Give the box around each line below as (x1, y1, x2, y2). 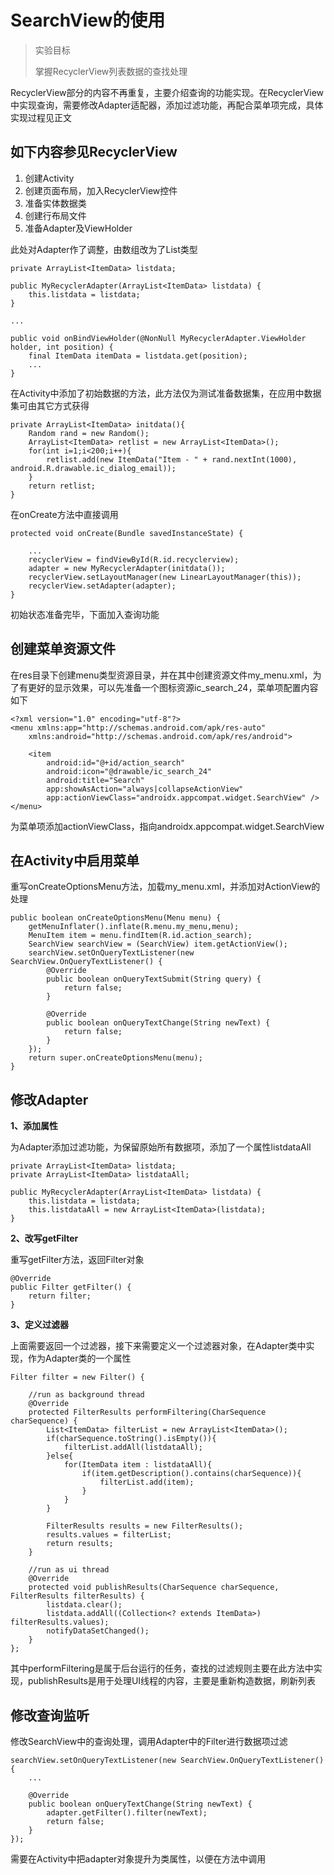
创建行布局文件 (24, 209, 87, 221)
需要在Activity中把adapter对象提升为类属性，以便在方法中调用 (10, 1853, 267, 1865)
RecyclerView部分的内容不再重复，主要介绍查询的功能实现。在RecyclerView (10, 86, 325, 98)
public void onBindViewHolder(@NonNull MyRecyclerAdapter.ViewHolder (10, 333, 307, 343)
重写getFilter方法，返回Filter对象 (10, 1254, 145, 1266)
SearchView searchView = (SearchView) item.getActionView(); (28, 939, 288, 950)
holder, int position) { (10, 342, 114, 352)
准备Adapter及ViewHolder (24, 222, 133, 234)
